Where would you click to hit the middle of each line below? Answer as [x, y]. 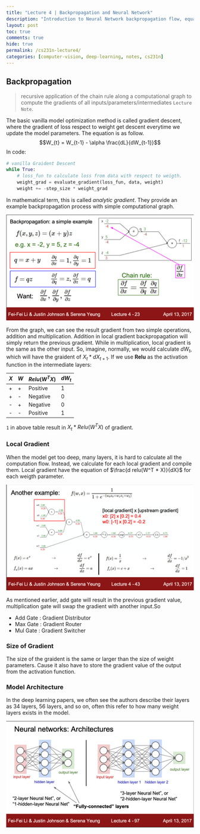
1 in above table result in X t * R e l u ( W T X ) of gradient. [70, 427]
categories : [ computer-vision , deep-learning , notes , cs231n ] [85, 57]
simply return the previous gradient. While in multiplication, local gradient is [99, 343]
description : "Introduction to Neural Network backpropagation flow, [94, 19]
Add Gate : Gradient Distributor [53, 618]
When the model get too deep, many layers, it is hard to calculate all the [94, 457]
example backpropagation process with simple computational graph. [90, 206]
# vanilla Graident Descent [41, 163]
